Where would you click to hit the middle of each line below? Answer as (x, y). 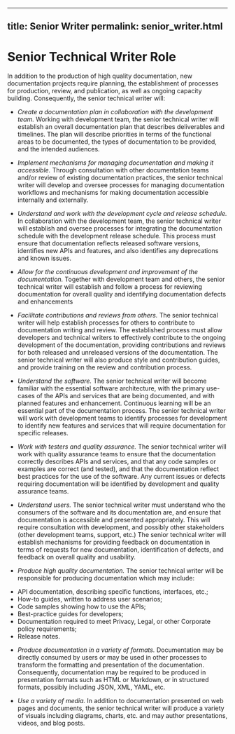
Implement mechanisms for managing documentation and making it (115, 163)
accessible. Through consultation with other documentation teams (113, 170)
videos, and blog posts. (51, 723)
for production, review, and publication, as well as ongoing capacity (105, 91)
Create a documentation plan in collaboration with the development (115, 112)
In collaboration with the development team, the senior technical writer (119, 221)
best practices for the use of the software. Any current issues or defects (121, 477)
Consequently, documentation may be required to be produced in (112, 672)
